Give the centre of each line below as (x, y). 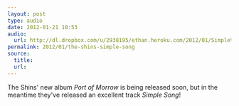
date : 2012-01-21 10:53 (43, 27)
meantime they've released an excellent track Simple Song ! (94, 95)
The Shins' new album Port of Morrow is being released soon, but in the (113, 87)
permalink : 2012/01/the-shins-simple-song (71, 47)
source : (19, 54)
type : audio (25, 21)
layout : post (27, 14)
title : (23, 60)
